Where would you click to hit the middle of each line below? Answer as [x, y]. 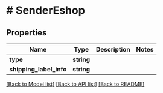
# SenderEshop [46, 10]
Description [113, 49]
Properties [27, 33]
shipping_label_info [38, 69]
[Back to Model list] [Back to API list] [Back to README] [75, 84]
